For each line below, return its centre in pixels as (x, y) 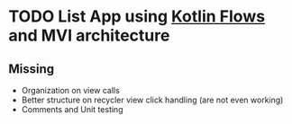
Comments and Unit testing (72, 109)
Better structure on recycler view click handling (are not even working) (152, 100)
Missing (32, 69)
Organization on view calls (71, 90)
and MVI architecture (89, 35)
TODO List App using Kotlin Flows (137, 17)
